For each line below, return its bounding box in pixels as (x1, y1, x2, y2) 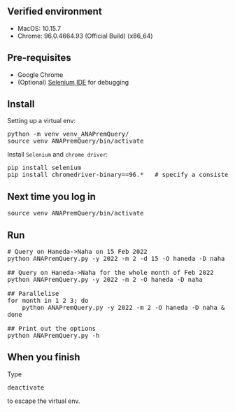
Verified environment (7, 6, 103, 17)
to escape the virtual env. (7, 397, 80, 405)
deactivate (7, 383, 45, 391)
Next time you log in (7, 190, 97, 202)
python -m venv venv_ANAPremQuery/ (7, 130, 129, 138)
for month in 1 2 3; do (7, 297, 89, 305)
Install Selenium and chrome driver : (7, 150, 108, 159)
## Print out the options (7, 325, 97, 333)
